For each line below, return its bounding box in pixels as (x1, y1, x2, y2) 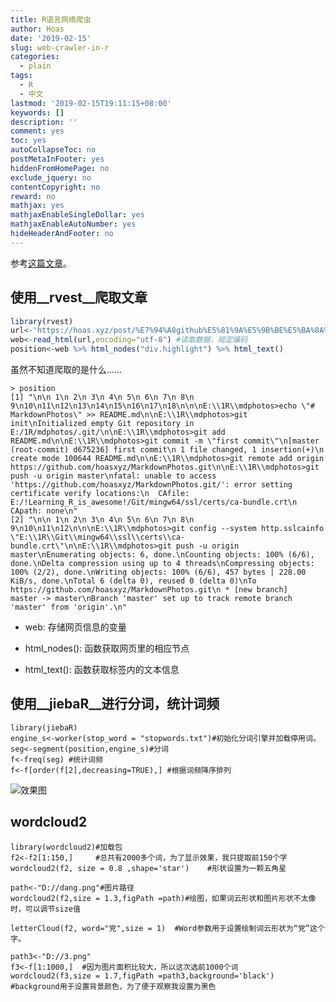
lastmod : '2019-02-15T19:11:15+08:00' (10, 98, 172, 108)
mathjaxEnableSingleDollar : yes (10, 210, 145, 220)
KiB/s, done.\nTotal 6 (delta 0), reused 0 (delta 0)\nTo (10, 576, 257, 586)
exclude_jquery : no (10, 172, 92, 183)
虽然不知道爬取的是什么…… (10, 364, 123, 376)
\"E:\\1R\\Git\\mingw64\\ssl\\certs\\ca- (10, 532, 186, 543)
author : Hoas (10, 24, 65, 34)
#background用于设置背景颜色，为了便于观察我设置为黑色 (10, 981, 217, 991)
